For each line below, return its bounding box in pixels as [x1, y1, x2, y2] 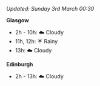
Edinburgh [6, 61, 33, 68]
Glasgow [6, 17, 29, 23]
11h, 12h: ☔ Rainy [15, 38, 58, 45]
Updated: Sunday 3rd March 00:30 [6, 5, 95, 12]
